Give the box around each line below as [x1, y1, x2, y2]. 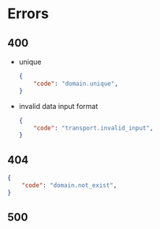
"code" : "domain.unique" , [33, 80, 119, 88]
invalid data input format [18, 101, 99, 111]
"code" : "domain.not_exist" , [21, 181, 117, 190]
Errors [7, 5, 49, 23]
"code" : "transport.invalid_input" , [33, 124, 154, 132]
